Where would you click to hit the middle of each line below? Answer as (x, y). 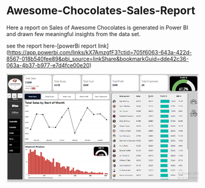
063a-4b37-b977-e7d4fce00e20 (48, 65)
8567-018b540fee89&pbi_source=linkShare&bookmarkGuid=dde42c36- (98, 59)
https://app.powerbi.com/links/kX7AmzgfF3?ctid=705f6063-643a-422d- (100, 52)
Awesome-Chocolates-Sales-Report (101, 11)
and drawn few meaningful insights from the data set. (74, 34)
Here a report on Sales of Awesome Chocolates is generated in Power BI (97, 27)
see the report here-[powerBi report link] (58, 46)
